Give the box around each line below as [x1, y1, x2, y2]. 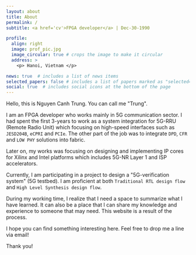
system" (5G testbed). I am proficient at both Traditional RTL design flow [6, 178, 185, 185]
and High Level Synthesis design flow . [6, 184, 102, 191]
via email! [6, 232, 29, 239]
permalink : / [6, 19, 38, 25]
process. [6, 214, 27, 221]
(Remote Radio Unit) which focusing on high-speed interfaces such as [6, 124, 175, 131]
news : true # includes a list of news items [6, 73, 118, 79]
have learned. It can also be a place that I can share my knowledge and [6, 201, 177, 208]
